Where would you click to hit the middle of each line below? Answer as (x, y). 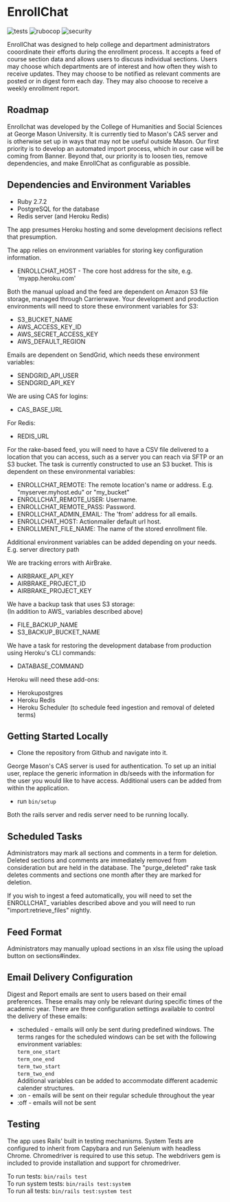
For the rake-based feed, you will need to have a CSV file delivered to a (108, 449)
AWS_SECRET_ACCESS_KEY (57, 334)
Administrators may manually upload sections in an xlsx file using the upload (115, 949)
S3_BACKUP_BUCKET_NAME (59, 632)
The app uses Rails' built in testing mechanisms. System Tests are (100, 1141)
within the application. (38, 788)
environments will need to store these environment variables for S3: (103, 306)
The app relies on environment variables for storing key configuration (105, 250)
